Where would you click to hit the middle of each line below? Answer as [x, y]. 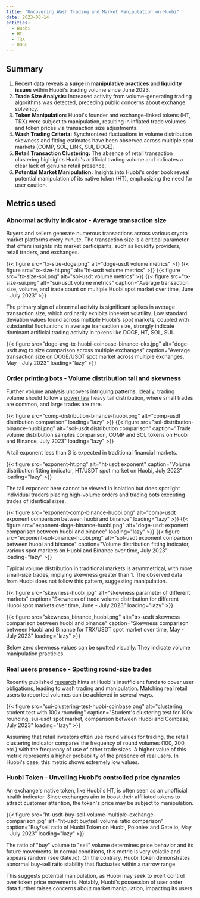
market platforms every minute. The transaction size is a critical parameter [97, 240]
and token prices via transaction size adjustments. [76, 128]
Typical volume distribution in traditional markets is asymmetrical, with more [99, 568]
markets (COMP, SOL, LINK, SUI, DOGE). [65, 147]
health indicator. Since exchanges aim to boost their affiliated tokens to [93, 797]
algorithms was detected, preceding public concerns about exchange [100, 102]
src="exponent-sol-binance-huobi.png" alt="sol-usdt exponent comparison [99, 537]
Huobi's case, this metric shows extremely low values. [73, 762]
